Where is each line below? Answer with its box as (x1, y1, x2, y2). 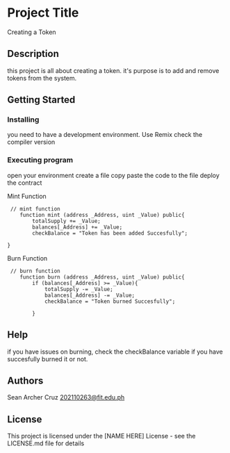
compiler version (7, 138, 56, 147)
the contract (7, 179, 42, 187)
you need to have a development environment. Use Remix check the (7, 131, 203, 139)
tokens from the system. (7, 74, 77, 82)
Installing (7, 115, 40, 124)
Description (7, 48, 59, 60)
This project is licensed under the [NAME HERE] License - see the (7, 432, 196, 440)
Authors (7, 374, 44, 386)
